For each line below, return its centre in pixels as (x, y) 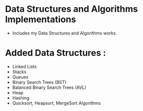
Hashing (21, 98)
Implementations (41, 19)
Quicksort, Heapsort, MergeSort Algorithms (56, 103)
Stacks (19, 72)
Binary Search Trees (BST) (39, 82)
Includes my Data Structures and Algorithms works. (65, 33)
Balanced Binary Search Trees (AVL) (49, 87)
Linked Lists (24, 66)
